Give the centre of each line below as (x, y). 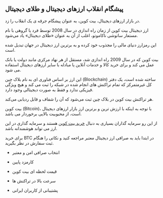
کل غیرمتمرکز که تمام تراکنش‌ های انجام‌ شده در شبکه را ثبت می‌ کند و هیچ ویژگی (78, 84)
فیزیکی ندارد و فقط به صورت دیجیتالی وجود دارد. (49, 89)
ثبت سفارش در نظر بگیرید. (29, 143)
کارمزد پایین (23, 162)
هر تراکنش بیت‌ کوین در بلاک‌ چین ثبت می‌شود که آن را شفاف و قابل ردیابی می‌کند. (79, 99)
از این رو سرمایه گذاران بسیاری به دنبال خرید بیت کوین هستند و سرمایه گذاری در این (81, 123)
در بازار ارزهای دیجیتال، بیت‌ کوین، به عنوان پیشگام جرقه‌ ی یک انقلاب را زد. (72, 20)
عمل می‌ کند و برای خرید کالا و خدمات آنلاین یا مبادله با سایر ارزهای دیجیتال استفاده (80, 64)
